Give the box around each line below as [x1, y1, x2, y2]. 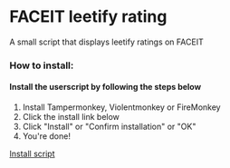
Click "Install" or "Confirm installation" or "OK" [22, 121, 196, 133]
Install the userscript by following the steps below [9, 82, 202, 93]
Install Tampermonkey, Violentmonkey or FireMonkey [22, 102, 221, 113]
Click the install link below [22, 112, 120, 123]
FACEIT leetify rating [9, 6, 168, 27]
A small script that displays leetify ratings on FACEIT [9, 36, 204, 47]
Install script [9, 148, 55, 160]
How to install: [9, 59, 74, 72]
